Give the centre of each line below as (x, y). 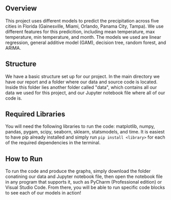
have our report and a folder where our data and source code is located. (81, 82)
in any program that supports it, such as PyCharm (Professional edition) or (84, 182)
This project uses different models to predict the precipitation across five (82, 20)
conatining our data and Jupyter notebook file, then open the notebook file (84, 176)
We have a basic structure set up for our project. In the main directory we (82, 76)
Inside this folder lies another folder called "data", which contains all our (81, 87)
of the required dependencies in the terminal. (53, 143)
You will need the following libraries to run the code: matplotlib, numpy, (80, 126)
